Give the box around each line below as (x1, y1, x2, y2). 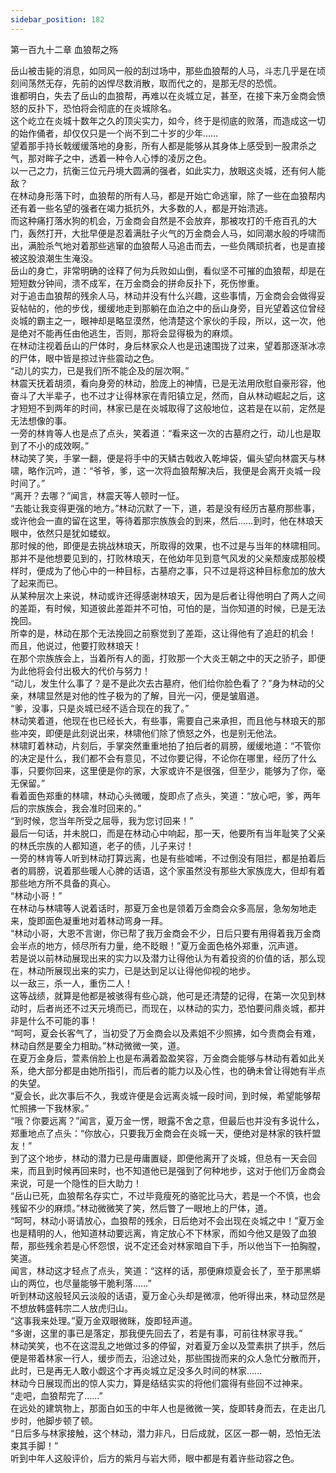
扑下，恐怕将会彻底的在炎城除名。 (36, 102, 177, 114)
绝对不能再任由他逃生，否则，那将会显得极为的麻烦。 (18, 327, 238, 339)
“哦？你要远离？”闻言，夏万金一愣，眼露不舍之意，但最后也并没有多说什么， (10, 1114, 325, 1126)
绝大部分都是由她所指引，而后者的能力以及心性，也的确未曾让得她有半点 (27, 1064, 326, 1076)
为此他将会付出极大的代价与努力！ (10, 664, 151, 676)
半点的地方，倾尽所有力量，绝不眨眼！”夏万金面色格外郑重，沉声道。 (18, 939, 304, 951)
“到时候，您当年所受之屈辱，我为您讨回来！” (10, 814, 194, 826)
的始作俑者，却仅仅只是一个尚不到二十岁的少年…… (10, 127, 219, 139)
